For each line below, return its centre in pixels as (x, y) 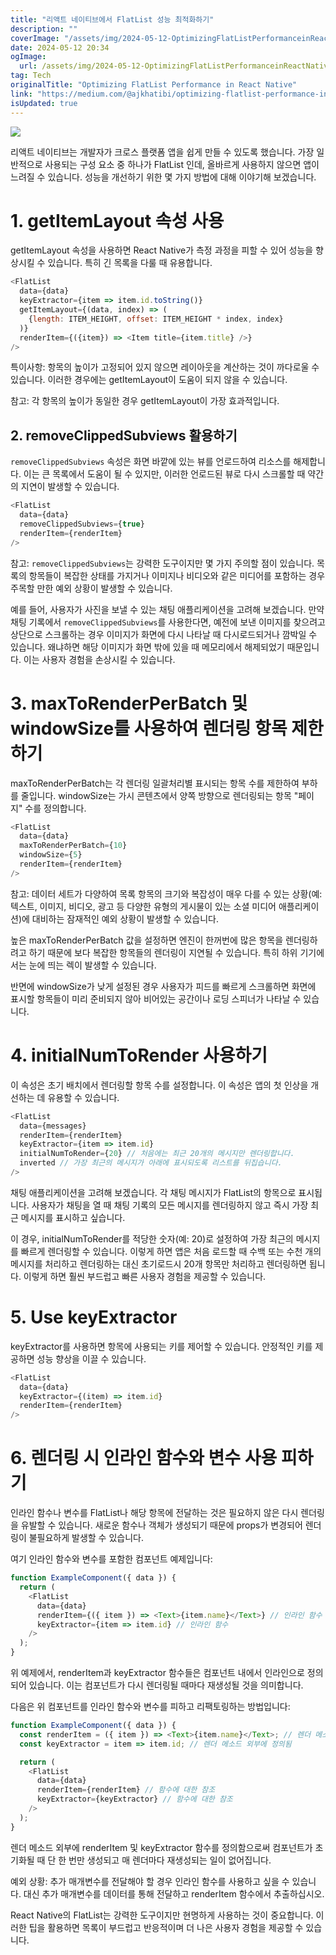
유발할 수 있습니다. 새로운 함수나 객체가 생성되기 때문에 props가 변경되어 (161, 1525)
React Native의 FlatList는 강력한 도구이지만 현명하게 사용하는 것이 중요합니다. (162, 1915)
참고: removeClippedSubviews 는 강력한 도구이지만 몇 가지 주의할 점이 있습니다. (162, 563)
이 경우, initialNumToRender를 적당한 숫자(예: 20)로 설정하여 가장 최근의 (152, 1238)
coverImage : (35, 38)
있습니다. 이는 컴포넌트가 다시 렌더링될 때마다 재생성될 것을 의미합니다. (166, 1685)
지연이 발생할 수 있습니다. (70, 487)
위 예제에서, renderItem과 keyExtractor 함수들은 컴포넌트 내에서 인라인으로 (157, 1672)
